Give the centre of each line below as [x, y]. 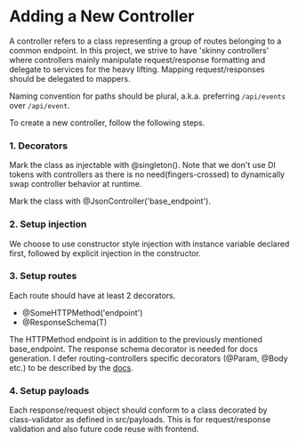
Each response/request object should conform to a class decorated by [138, 410]
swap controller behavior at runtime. [76, 184]
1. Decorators [39, 146]
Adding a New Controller [102, 16]
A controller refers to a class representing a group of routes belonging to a [145, 41]
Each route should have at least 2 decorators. [93, 295]
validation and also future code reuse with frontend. [104, 429]
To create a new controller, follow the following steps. [107, 123]
